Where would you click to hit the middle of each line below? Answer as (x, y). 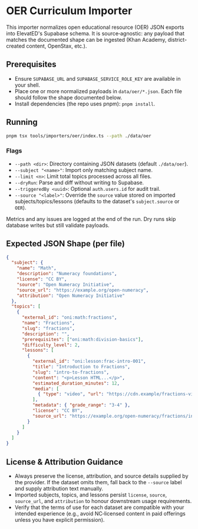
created (16, 46)
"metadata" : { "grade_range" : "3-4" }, (81, 405)
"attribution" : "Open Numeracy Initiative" (71, 296)
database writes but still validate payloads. (58, 225)
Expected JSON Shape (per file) (65, 244)
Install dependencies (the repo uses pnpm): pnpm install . (85, 104)
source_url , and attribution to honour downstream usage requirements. (103, 501)
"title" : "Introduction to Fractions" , (81, 367)
